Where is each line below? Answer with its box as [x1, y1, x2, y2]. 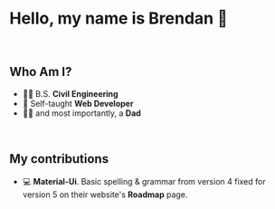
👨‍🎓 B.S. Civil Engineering [22, 88, 119, 99]
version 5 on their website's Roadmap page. [22, 189, 188, 200]
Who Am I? [9, 64, 72, 80]
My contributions [9, 151, 109, 166]
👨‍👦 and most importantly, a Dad [22, 108, 142, 119]
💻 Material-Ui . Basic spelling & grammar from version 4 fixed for [22, 176, 266, 186]
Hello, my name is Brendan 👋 [9, 8, 228, 29]
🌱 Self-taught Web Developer [22, 98, 134, 109]
